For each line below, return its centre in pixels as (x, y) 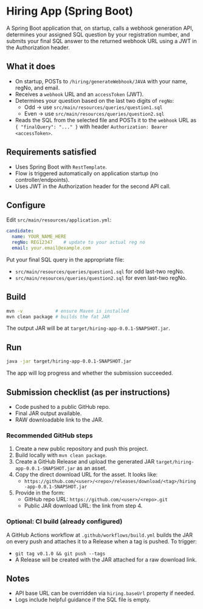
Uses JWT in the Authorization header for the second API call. (93, 186)
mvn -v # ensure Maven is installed (68, 311)
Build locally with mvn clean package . (61, 455)
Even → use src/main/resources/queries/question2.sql (94, 113)
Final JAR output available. (48, 413)
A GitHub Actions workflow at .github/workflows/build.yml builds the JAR (100, 535)
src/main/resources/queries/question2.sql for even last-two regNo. (101, 277)
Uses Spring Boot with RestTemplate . (61, 167)
